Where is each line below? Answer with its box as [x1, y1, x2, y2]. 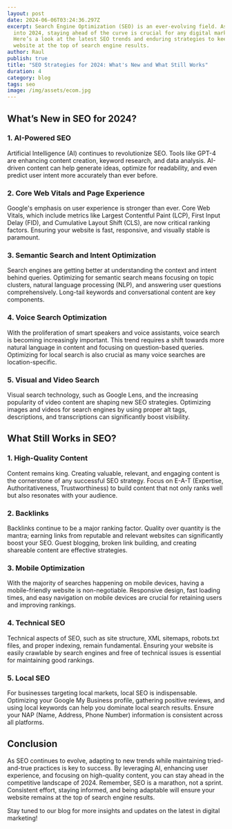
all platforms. [7, 718, 44, 726]
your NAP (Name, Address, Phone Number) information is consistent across [7, 710, 223, 719]
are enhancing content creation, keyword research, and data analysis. [7, 156, 206, 164]
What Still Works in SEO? [7, 433, 117, 445]
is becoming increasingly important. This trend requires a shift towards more [7, 335, 224, 344]
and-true [7, 763, 32, 772]
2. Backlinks [7, 508, 50, 518]
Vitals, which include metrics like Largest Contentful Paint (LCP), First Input [7, 211, 221, 220]
